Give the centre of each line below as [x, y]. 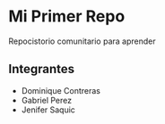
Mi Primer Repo [67, 17]
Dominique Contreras [61, 90]
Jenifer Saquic [48, 110]
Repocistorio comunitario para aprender [82, 41]
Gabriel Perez [47, 100]
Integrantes [42, 69]
